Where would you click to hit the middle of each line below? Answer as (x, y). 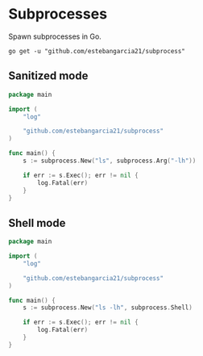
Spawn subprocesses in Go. (55, 36)
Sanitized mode (48, 76)
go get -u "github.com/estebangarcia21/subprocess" (97, 51)
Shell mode (37, 223)
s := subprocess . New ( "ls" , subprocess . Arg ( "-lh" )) (110, 161)
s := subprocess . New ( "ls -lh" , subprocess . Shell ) (108, 308)
